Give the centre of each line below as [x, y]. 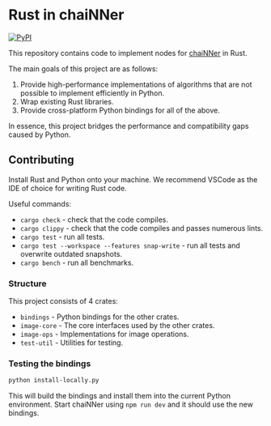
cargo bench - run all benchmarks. [77, 262]
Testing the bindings [50, 364]
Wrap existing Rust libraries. [67, 101]
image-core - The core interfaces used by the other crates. [117, 326]
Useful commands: [40, 203]
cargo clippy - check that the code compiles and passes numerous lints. [142, 228]
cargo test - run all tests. [62, 236]
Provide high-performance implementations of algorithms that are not [136, 84]
